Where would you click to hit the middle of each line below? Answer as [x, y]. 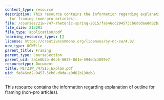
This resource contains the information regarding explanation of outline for [80, 87]
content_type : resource [29, 10]
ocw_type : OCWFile [24, 46]
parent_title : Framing [28, 50]
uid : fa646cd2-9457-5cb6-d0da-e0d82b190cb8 [50, 73]
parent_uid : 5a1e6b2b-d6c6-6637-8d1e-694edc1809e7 [58, 60]
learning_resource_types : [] [35, 37]
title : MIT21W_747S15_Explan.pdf [39, 69]
